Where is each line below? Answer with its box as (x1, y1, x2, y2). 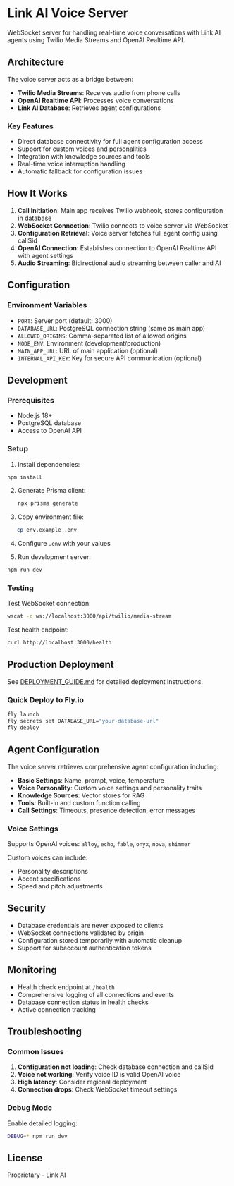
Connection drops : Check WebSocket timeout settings (17, 1085, 178, 1094)
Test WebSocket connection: (7, 599, 92, 608)
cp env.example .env (16, 527, 78, 534)
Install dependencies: (17, 460, 80, 468)
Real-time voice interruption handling (17, 160, 125, 169)
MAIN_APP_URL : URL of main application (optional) (17, 346, 159, 355)
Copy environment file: (17, 513, 85, 521)
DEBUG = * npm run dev (7, 1132, 68, 1139)
